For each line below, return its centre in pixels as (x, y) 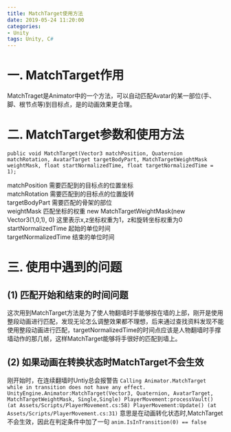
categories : (24, 26)
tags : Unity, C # (30, 39)
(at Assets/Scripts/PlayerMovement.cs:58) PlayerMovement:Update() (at (112, 405)
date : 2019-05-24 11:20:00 (46, 20)
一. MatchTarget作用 (66, 75)
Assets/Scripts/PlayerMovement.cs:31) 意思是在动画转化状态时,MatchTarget (115, 413)
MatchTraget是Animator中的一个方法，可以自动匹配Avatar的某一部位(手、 (111, 96)
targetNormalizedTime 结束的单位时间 (61, 237)
